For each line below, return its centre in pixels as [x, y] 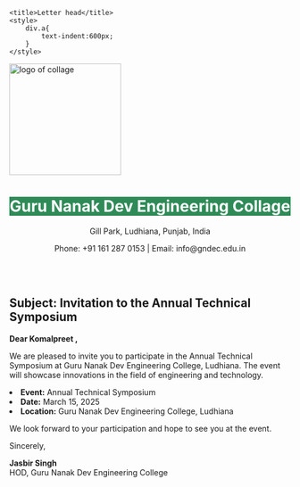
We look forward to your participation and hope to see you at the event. [141, 428]
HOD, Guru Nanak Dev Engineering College [88, 472]
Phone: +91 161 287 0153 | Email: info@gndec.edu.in [150, 248]
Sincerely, [28, 445]
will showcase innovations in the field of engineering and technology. [136, 375]
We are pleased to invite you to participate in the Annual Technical [131, 356]
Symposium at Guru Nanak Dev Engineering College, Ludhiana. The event [145, 365]
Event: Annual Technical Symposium [88, 392]
